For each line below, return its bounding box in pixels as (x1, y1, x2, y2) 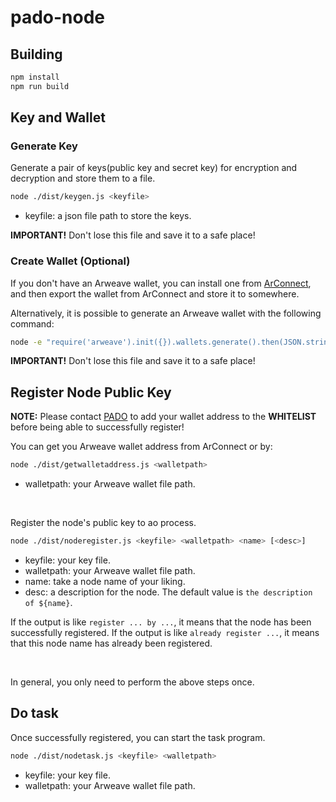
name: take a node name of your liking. (24, 576, 186, 588)
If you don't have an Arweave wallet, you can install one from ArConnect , (10, 277, 312, 289)
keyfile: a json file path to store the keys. (24, 210, 192, 222)
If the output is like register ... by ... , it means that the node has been (10, 616, 312, 628)
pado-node (10, 6, 106, 29)
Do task (10, 705, 59, 722)
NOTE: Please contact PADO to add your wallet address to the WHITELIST (10, 411, 317, 423)
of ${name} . (24, 597, 73, 609)
